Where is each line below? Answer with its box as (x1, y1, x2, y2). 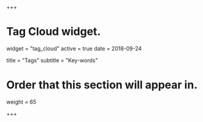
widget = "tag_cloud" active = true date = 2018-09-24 (6, 45, 142, 52)
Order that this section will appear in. (6, 78, 198, 92)
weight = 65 (6, 98, 37, 106)
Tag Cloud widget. (6, 25, 101, 38)
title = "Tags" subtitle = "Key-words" (6, 56, 98, 64)
